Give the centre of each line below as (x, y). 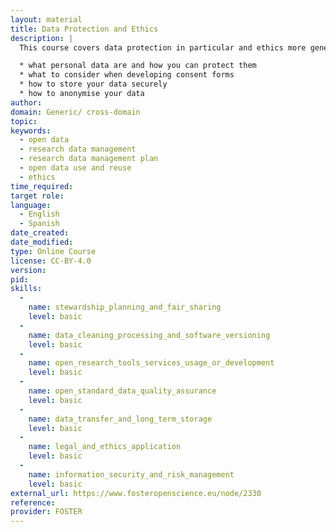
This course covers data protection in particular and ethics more (163, 47)
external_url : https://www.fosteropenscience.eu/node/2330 (136, 493)
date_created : (40, 233)
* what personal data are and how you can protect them (138, 66)
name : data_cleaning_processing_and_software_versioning (149, 335)
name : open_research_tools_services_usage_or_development (151, 363)
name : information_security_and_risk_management (131, 474)
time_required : (42, 186)
